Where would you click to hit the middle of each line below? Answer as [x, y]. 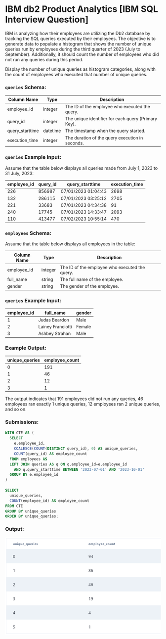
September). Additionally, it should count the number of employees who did [82, 54]
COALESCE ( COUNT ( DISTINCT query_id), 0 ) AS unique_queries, [76, 449]
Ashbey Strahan [54, 334]
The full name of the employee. [92, 279]
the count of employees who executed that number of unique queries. [76, 74]
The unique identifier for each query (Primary [111, 119]
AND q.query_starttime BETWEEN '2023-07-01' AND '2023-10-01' [79, 469]
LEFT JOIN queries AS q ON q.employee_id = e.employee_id [68, 464]
